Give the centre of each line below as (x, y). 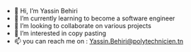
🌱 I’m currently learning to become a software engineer (94, 18)
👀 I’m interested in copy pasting (60, 33)
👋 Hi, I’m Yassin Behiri (46, 11)
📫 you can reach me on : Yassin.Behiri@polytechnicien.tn (99, 41)
